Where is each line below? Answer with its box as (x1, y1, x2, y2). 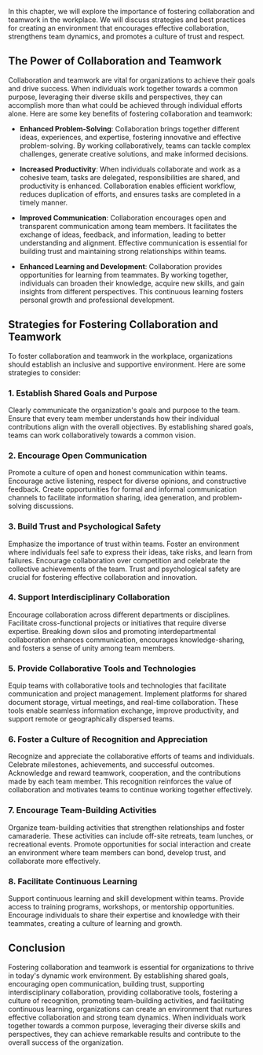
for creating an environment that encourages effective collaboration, (8, 24, 229, 32)
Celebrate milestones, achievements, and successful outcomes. (8, 760, 215, 769)
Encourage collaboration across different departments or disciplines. (8, 610, 230, 619)
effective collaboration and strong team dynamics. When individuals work (8, 1013, 246, 1022)
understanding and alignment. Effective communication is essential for (19, 238, 248, 247)
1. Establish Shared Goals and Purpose (8, 387, 158, 398)
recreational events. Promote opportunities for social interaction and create (8, 839, 251, 849)
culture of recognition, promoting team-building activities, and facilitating (8, 995, 245, 1005)
